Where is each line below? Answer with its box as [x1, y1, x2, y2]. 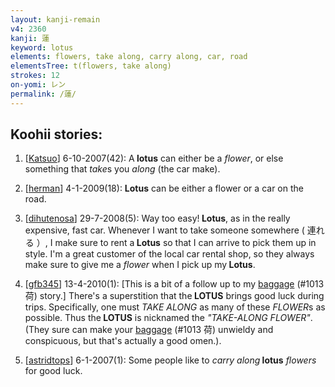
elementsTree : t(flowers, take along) [10, 61, 172, 71]
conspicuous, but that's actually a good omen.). [24, 335, 222, 347]
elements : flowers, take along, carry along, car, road [10, 52, 248, 62]
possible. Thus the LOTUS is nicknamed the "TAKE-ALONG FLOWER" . [24, 312, 313, 324]
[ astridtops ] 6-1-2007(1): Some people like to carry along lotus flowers [24, 354, 317, 366]
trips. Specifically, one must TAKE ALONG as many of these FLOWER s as [24, 301, 326, 313]
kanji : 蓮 [10, 33, 50, 43]
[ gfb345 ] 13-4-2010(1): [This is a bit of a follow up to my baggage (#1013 [24, 278, 325, 290]
